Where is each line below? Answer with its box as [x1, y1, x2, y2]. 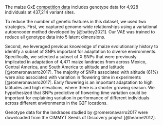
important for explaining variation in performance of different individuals [5, 95, 150, 101]
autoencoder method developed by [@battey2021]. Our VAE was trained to [5, 29, 155, 34]
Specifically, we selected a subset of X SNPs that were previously [5, 54, 137, 60]
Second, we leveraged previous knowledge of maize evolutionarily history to [5, 44, 158, 49]
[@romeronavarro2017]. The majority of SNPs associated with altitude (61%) [5, 69, 158, 75]
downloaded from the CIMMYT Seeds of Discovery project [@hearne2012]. [5, 115, 156, 120]
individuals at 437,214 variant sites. [5, 9, 75, 15]
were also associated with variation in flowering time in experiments [5, 75, 141, 80]
